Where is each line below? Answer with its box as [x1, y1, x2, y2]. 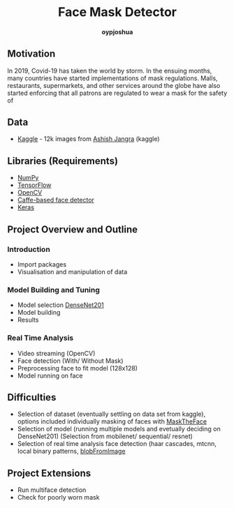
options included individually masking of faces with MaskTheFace [17, 417, 207, 426]
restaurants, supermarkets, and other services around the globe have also [7, 81, 221, 89]
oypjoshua [101, 27, 133, 36]
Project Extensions [7, 467, 92, 479]
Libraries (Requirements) [7, 155, 119, 167]
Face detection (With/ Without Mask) [17, 357, 124, 365]
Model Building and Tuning [7, 285, 100, 294]
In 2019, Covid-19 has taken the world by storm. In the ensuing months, [7, 66, 212, 75]
